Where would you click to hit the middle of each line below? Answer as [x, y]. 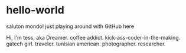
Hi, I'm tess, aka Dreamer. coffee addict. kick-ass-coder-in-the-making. [93, 37]
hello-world [35, 10]
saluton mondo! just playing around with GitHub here [70, 26]
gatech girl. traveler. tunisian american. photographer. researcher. [86, 44]
